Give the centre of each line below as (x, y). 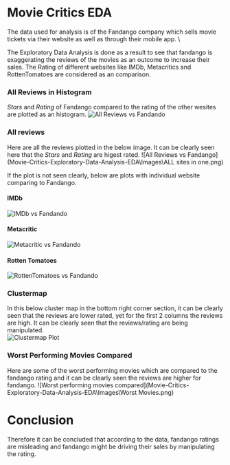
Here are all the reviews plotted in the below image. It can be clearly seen (111, 147)
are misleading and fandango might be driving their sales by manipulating (111, 446)
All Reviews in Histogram (50, 92)
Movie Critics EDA (59, 13)
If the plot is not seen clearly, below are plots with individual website (104, 175)
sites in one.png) (200, 162)
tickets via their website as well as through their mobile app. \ (94, 39)
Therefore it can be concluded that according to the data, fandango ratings (113, 439)
